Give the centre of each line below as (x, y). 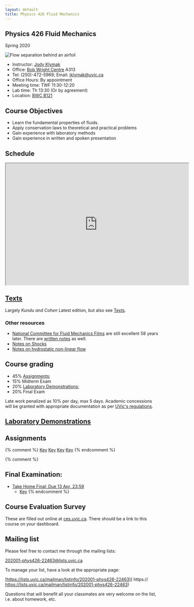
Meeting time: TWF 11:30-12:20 (43, 85)
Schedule (20, 153)
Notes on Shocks (29, 344)
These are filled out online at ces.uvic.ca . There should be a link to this (76, 519)
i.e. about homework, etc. (31, 599)
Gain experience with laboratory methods (54, 133)
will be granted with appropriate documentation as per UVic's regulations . (79, 406)
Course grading (29, 364)
